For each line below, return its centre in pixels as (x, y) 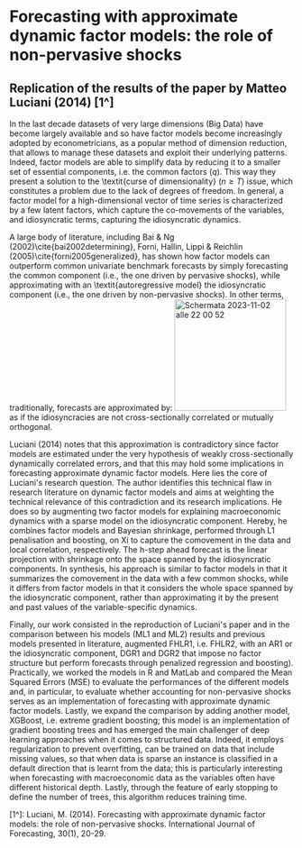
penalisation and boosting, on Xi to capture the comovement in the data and (150, 540)
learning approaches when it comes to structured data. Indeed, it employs (146, 739)
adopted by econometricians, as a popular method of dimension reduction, (148, 143)
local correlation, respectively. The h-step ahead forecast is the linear (138, 550)
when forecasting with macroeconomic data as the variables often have (142, 778)
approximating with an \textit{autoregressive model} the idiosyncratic (138, 285)
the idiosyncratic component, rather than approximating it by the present (144, 597)
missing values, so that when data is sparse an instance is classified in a (143, 758)
